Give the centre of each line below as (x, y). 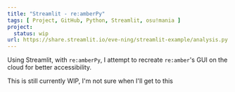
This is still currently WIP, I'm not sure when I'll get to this (90, 81)
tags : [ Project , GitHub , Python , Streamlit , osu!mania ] (94, 20)
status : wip (31, 33)
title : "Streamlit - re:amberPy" (56, 14)
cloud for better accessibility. (50, 67)
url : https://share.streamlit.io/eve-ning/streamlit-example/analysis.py (118, 40)
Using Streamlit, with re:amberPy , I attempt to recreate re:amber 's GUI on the (118, 60)
